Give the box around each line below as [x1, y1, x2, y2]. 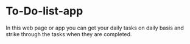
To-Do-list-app [5, 4, 83, 18]
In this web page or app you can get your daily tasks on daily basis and [5, 24, 184, 31]
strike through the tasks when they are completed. [5, 30, 132, 37]
